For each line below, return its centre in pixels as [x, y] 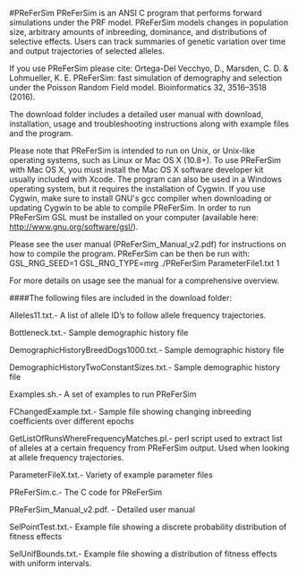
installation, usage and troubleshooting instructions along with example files [149, 124]
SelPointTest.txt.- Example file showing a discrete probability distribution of [148, 527]
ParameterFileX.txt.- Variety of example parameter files [111, 475]
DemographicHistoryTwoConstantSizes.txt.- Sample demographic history [145, 367]
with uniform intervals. [51, 563]
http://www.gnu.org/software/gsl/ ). [74, 227]
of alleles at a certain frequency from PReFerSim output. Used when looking [149, 448]
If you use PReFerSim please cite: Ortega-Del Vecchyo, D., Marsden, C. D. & [149, 68]
